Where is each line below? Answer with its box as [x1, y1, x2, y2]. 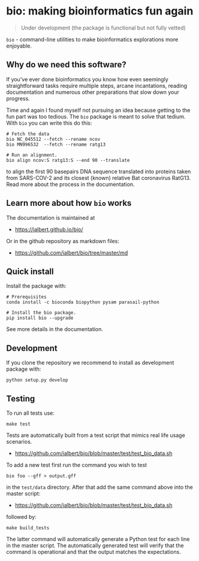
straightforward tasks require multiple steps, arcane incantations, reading [6, 82, 188, 89]
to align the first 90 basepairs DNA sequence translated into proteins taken [6, 167, 191, 175]
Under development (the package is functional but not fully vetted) [20, 24, 186, 31]
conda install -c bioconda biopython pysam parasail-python [6, 299, 160, 305]
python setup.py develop [6, 377, 68, 383]
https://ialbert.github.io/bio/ [14, 226, 83, 233]
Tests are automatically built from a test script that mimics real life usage [6, 432, 186, 439]
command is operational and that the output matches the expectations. [6, 548, 181, 555]
